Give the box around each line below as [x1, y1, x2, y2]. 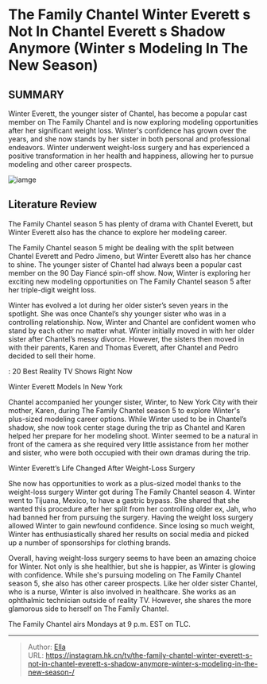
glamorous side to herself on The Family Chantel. [8, 604, 169, 613]
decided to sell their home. [8, 351, 96, 361]
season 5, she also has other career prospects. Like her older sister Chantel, [8, 578, 258, 588]
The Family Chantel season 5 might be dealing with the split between [8, 242, 234, 252]
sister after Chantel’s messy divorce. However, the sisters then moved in [8, 334, 245, 343]
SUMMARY [8, 87, 65, 101]
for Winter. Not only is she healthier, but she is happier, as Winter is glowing [8, 562, 256, 571]
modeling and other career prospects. [8, 160, 133, 168]
